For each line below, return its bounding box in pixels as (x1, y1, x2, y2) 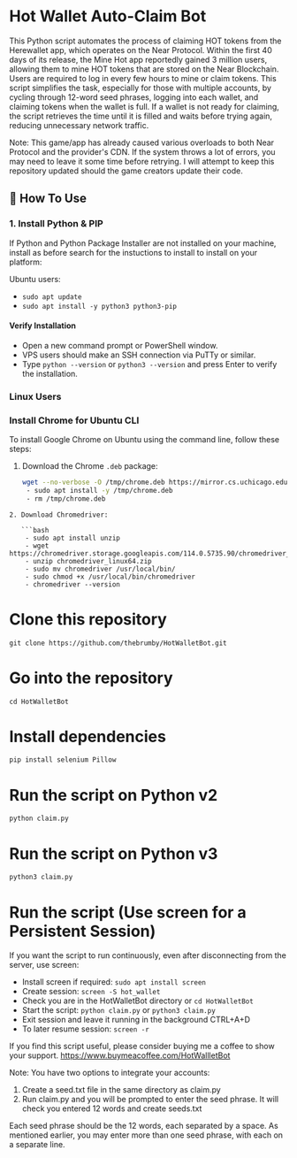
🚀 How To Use (9, 191, 87, 206)
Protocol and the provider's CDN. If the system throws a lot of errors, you (9, 146, 276, 157)
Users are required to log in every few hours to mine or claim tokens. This (9, 73, 277, 83)
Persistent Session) (9, 921, 156, 941)
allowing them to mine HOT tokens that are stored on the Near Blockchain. (9, 64, 279, 74)
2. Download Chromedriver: (9, 510, 109, 519)
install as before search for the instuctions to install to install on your (9, 247, 258, 257)
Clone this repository (9, 609, 168, 629)
